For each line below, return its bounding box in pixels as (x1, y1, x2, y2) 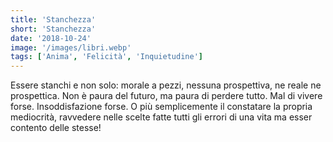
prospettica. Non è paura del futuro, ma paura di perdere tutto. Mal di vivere (10, 90, 323, 102)
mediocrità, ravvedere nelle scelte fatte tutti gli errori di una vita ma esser (10, 111, 313, 123)
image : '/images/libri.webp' (10, 42, 132, 53)
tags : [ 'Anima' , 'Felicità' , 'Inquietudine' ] (10, 52, 203, 62)
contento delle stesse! (10, 122, 102, 134)
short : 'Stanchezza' (10, 24, 97, 34)
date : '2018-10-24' (10, 33, 92, 43)
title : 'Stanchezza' (10, 14, 97, 25)
